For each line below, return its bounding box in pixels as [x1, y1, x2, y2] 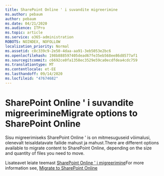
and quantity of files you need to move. [5, 150, 85, 156]
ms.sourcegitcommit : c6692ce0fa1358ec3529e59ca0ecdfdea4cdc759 [5, 58, 138, 63]
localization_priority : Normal [5, 44, 69, 49]
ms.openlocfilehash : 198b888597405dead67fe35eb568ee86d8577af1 [5, 53, 138, 58]
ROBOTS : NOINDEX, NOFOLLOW [5, 39, 61, 44]
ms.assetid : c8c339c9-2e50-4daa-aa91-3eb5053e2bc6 [5, 48, 111, 53]
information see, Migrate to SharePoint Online [5, 165, 98, 171]
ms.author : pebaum [5, 12, 43, 17]
